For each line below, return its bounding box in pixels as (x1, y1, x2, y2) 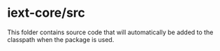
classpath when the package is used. (7, 35, 115, 43)
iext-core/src (7, 5, 86, 21)
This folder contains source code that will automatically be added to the (7, 28, 214, 36)
